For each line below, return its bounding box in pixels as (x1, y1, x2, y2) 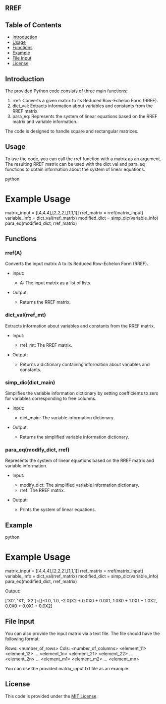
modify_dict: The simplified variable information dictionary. (19, 482, 140, 488)
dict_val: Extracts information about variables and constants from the (12, 103, 153, 109)
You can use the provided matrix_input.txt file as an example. (5, 665, 130, 671)
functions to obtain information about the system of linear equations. (5, 166, 145, 172)
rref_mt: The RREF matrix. (19, 342, 73, 348)
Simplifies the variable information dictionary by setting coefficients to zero (5, 390, 159, 396)
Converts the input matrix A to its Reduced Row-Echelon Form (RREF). (5, 260, 149, 267)
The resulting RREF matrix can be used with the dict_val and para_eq (5, 161, 145, 167)
